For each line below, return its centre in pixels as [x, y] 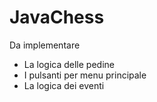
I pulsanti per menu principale [85, 75]
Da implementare [45, 45]
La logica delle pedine [69, 64]
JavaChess [57, 17]
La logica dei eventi [64, 85]
